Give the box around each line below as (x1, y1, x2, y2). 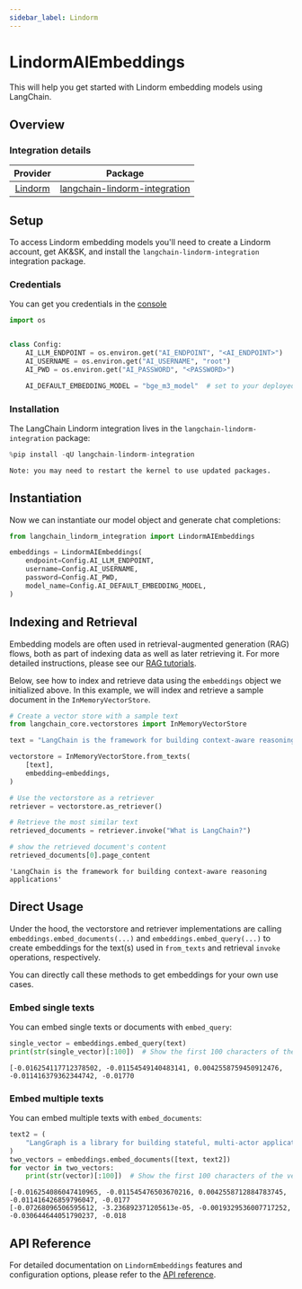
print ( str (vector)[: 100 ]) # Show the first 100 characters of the (25, 1171, 283, 1181)
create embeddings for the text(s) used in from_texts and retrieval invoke (9, 942, 280, 953)
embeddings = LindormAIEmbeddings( (9, 548, 143, 557)
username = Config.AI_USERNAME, (25, 565, 139, 574)
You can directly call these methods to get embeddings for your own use (9, 969, 279, 980)
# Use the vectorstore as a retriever (9, 793, 155, 802)
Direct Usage (9, 899, 84, 914)
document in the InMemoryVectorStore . (9, 693, 151, 705)
